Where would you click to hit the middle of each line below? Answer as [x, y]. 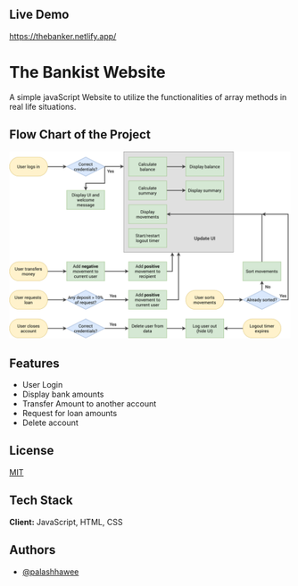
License [32, 451]
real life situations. [43, 106]
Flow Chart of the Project [80, 134]
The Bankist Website [87, 72]
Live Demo [39, 15]
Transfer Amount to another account [89, 404]
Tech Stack [41, 501]
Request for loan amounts [70, 414]
